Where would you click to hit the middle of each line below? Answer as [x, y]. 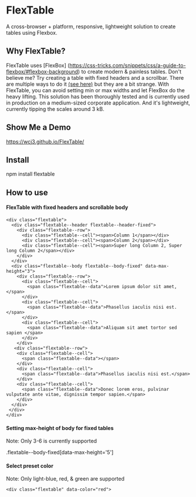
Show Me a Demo [39, 128]
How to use [27, 192]
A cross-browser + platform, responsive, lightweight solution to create [91, 26]
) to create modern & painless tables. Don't [130, 72]
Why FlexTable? [36, 51]
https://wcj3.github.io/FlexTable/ [45, 141]
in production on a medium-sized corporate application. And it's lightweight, [98, 103]
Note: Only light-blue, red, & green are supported [65, 479]
